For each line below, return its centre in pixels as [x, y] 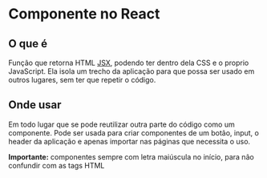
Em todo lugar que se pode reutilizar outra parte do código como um [121, 124]
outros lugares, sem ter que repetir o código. [82, 80]
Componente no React [84, 14]
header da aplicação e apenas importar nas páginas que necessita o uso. [129, 141]
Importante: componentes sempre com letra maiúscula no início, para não [131, 156]
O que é [28, 44]
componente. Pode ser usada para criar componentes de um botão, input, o [133, 132]
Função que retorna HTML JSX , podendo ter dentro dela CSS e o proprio [129, 63]
